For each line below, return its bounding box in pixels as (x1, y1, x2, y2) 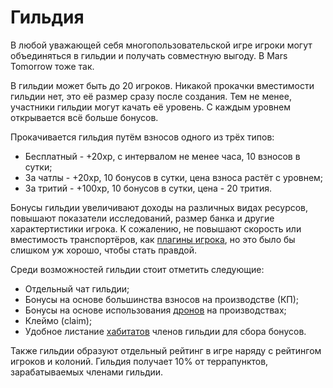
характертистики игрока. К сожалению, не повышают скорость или (10, 222, 302, 235)
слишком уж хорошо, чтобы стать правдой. (10, 244, 197, 256)
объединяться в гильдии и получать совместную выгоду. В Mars (10, 49, 288, 61)
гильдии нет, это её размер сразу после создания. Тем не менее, (10, 90, 292, 102)
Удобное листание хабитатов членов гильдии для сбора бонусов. (24, 325, 307, 337)
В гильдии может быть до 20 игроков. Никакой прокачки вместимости (10, 79, 315, 91)
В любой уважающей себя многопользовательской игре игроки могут (10, 39, 313, 51)
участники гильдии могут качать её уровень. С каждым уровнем (10, 101, 292, 113)
